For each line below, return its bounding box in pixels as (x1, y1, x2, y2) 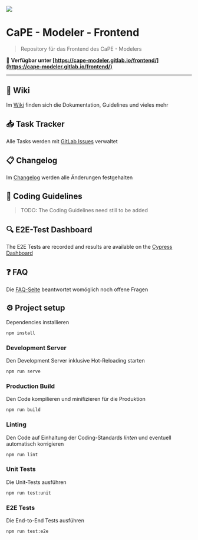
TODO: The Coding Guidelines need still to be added (20, 207, 148, 214)
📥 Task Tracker (6, 119, 65, 129)
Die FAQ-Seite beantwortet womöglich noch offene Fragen (6, 286, 148, 293)
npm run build (6, 407, 41, 413)
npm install (6, 330, 35, 336)
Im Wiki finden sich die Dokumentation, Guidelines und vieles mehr (6, 101, 169, 108)
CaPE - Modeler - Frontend (6, 26, 140, 39)
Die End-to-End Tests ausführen (6, 517, 84, 524)
